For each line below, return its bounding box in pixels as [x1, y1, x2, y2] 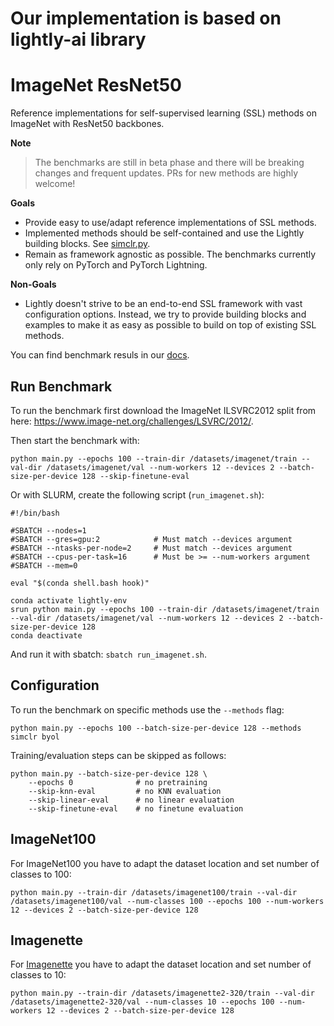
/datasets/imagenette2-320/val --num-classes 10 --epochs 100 [10, 997, 275, 1007]
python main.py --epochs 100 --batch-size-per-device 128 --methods [10, 723, 302, 733]
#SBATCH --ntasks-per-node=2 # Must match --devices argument [10, 543, 293, 553]
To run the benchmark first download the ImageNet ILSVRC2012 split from [10, 404, 317, 416]
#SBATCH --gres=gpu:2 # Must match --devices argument [10, 534, 293, 544]
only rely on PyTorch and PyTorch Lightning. [24, 259, 208, 271]
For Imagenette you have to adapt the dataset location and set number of [10, 958, 312, 971]
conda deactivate [10, 630, 83, 641]
